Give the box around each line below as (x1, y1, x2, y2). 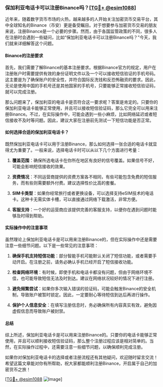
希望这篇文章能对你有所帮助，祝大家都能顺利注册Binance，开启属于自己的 (5, 361, 153, 367)
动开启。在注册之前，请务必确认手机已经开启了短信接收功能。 (12, 259, 136, 264)
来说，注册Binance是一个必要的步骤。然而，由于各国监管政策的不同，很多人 (5, 28, 158, 35)
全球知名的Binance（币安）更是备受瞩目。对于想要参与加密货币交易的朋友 (9, 22, 158, 28)
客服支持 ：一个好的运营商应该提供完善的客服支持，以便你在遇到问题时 (12, 207, 153, 212)
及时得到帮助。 (16, 212, 47, 218)
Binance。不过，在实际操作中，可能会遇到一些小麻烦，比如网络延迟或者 (9, 111, 153, 117)
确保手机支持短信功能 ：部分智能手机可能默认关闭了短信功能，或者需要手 (12, 253, 157, 259)
